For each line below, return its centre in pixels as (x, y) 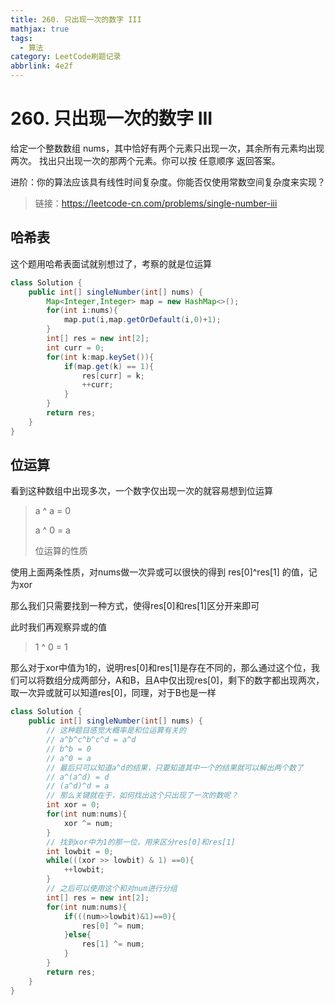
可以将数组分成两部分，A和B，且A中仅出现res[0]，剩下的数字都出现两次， (171, 680)
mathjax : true (40, 29)
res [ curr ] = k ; (113, 376)
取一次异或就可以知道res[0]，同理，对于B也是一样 (113, 693)
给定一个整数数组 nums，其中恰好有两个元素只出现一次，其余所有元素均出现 (167, 148)
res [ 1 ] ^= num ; (113, 944)
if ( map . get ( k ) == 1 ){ (109, 366)
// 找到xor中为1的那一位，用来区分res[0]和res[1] (141, 842)
